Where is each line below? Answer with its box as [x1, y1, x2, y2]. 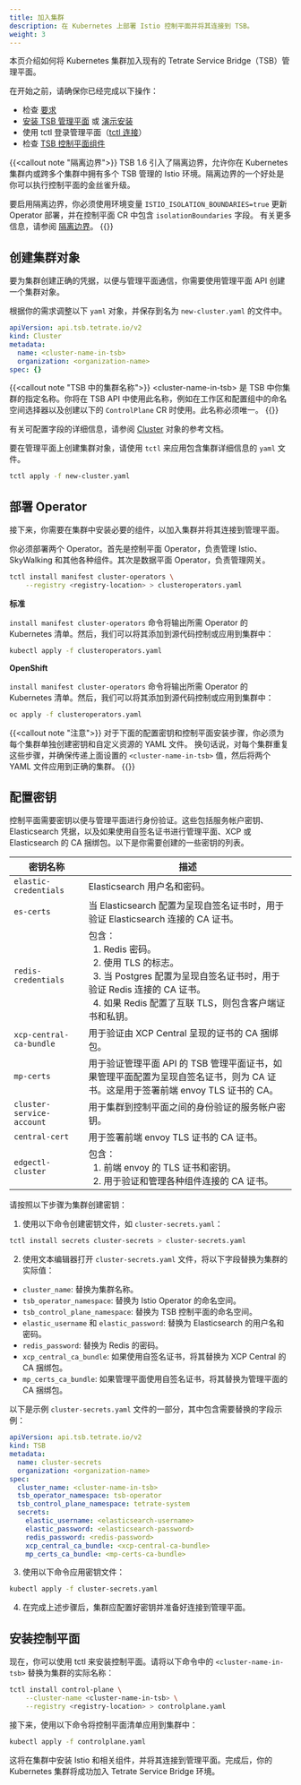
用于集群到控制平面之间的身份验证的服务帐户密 [88, 1101, 287, 1113]
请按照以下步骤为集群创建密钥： [9, 1199, 127, 1210]
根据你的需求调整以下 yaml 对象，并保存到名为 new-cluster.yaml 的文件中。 [9, 305, 287, 316]
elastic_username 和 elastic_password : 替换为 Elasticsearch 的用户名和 [21, 1317, 285, 1328]
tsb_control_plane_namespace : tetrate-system [17, 1499, 191, 1509]
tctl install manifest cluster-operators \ [9, 572, 175, 582]
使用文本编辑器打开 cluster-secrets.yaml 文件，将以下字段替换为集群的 [21, 1254, 288, 1265]
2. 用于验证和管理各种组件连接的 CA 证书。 [92, 1175, 274, 1188]
